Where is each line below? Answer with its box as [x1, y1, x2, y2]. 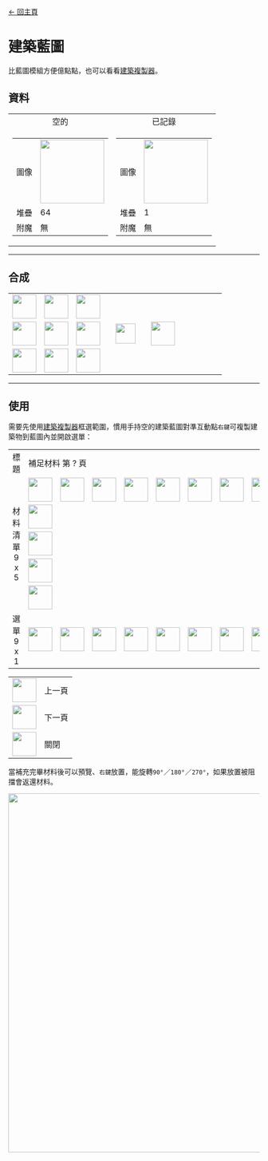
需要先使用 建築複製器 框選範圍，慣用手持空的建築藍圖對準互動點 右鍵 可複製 [8, 422, 251, 432]
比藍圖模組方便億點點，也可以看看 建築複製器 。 [8, 65, 162, 75]
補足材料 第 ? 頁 [28, 458, 88, 469]
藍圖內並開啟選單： [29, 432, 93, 441]
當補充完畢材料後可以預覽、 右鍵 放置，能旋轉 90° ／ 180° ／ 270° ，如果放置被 [8, 767, 249, 776]
